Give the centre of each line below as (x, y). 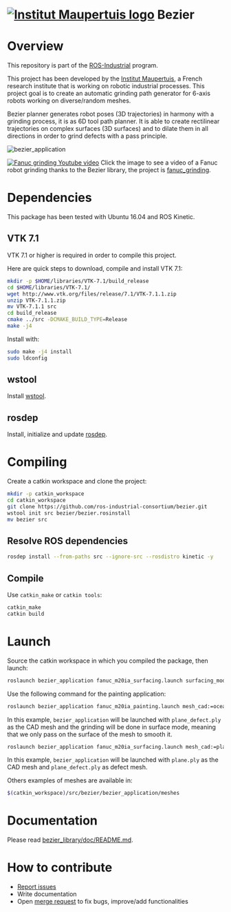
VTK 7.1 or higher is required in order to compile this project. (92, 255)
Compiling (37, 462)
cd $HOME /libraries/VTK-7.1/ (49, 287)
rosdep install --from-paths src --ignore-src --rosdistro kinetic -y (110, 557)
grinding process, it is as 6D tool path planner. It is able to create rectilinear (113, 121)
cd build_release (32, 313)
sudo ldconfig (27, 358)
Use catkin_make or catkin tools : (55, 595)
